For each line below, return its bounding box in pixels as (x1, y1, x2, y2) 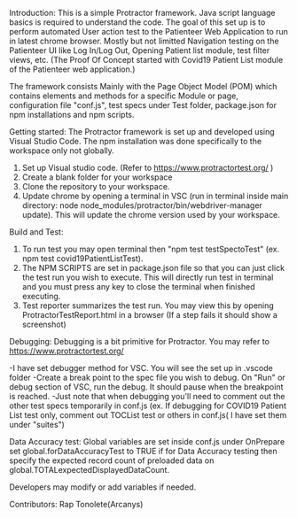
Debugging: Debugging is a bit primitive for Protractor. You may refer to (9, 336, 270, 346)
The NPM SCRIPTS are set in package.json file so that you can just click (21, 263, 285, 273)
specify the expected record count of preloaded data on (9, 455, 215, 466)
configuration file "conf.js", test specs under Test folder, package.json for (9, 100, 277, 110)
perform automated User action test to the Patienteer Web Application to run (9, 27, 288, 36)
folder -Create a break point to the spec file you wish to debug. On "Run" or (9, 372, 285, 383)
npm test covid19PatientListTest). (21, 253, 144, 264)
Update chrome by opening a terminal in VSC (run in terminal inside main (21, 190, 289, 201)
